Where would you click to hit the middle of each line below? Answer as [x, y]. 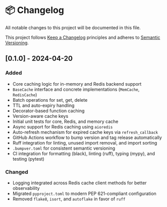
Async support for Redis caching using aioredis [63, 126]
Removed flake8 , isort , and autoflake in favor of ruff [69, 199]
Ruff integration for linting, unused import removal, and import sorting [85, 143]
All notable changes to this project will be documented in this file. [73, 27]
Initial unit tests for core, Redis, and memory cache [65, 121]
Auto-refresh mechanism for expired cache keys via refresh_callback [85, 132]
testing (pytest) [28, 159]
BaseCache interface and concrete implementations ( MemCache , [76, 89]
